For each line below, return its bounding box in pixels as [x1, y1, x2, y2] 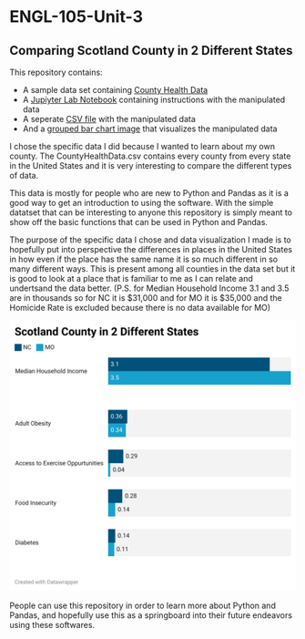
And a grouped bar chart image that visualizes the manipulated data [22, 123, 278, 134]
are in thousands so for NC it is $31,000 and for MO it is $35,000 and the [9, 293, 282, 303]
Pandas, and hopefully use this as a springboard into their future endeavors [9, 610, 293, 621]
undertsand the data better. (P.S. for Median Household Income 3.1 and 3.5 [9, 283, 290, 294]
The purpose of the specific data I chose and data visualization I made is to [9, 234, 291, 245]
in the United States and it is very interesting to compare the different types [9, 160, 292, 170]
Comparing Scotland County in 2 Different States [9, 43, 293, 58]
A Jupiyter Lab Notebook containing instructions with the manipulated [22, 94, 286, 105]
